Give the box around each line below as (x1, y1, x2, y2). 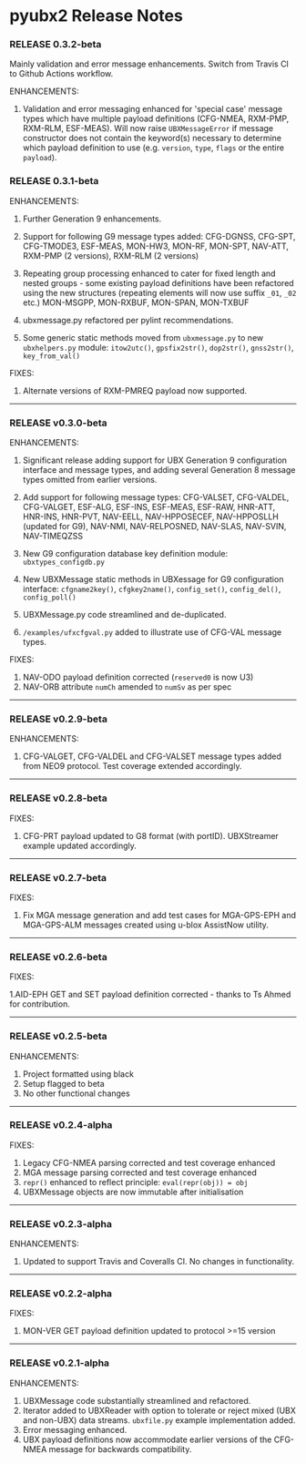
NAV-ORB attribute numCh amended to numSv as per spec (22, 681, 232, 692)
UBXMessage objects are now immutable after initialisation (22, 1186, 244, 1197)
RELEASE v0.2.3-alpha (9, 1217, 112, 1230)
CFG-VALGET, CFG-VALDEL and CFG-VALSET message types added (22, 751, 282, 762)
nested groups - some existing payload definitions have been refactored (22, 277, 294, 288)
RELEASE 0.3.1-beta (9, 175, 99, 188)
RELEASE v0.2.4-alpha (9, 1119, 113, 1131)
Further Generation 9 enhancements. (22, 213, 162, 224)
